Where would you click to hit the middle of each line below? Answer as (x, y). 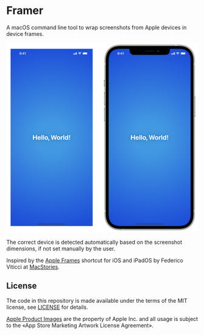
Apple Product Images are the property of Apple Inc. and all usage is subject (102, 319)
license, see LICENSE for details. (47, 307)
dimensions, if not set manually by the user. (61, 249)
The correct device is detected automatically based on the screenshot (94, 242)
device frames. (25, 33)
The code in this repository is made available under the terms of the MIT (97, 300)
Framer (25, 11)
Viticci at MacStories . (33, 267)
